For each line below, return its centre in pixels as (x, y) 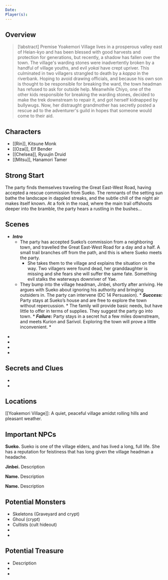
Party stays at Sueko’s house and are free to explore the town (83, 300)
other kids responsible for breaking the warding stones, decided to (86, 95)
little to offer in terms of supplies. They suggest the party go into (86, 311)
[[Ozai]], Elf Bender (32, 149)
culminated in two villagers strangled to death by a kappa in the (83, 74)
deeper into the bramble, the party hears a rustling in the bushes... (73, 209)
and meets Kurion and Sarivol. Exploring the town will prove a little (88, 321)
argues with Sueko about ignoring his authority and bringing (82, 289)
